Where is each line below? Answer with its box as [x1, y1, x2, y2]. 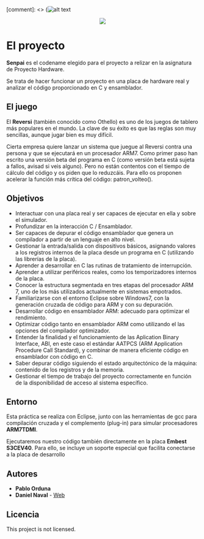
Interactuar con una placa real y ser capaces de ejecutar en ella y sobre [15, 209, 197, 217]
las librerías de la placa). [15, 255, 77, 262]
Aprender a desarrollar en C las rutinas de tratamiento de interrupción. [15, 261, 192, 269]
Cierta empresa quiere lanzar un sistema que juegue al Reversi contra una [6, 143, 192, 150]
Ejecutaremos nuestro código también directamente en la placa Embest [6, 438, 188, 445]
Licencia [6, 509, 40, 519]
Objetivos [6, 193, 44, 204]
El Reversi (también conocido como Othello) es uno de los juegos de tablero [6, 118, 199, 125]
